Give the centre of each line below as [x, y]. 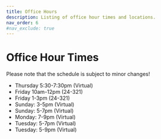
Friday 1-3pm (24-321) [42, 98]
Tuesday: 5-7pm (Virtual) [45, 124]
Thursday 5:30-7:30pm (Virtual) [54, 86]
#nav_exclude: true [30, 28]
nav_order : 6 [22, 23]
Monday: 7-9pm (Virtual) [45, 117]
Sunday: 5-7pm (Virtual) [44, 111]
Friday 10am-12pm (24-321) [49, 92]
